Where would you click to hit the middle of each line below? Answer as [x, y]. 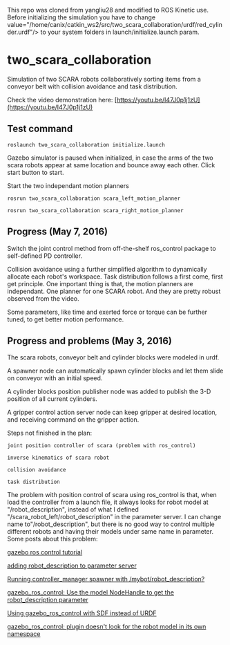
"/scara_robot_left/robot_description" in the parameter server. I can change [114, 517]
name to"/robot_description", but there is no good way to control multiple [111, 524]
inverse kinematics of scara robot [58, 458]
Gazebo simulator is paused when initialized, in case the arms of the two [110, 158]
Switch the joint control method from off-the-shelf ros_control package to [112, 248]
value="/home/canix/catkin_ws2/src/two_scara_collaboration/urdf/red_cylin [115, 25]
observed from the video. [43, 298]
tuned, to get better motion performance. [66, 319]
